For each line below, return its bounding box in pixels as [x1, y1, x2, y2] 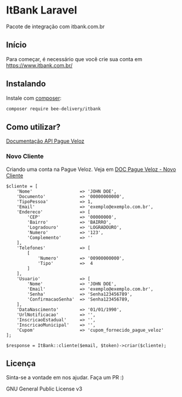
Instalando [6, 79, 46, 89]
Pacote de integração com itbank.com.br [6, 23, 105, 30]
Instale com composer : [6, 95, 62, 102]
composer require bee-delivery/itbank [6, 106, 101, 112]
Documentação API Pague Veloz [6, 137, 85, 144]
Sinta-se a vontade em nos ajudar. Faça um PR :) [6, 374, 124, 381]
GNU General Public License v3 [6, 385, 83, 392]
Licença [6, 358, 36, 368]
